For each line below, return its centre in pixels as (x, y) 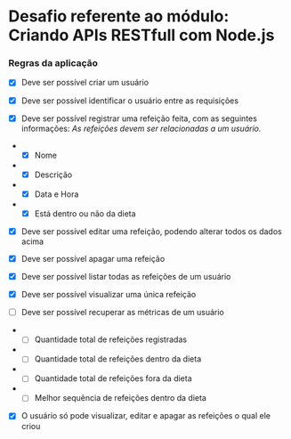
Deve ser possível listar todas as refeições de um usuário (126, 277)
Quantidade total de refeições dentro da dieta (118, 359)
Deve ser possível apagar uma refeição (93, 258)
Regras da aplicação (53, 63)
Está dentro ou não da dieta (85, 213)
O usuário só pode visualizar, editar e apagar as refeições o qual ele (145, 416)
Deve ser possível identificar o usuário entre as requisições (130, 101)
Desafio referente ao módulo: (119, 16)
